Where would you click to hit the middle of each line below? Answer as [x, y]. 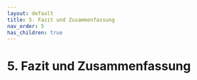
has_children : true [35, 32]
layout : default [30, 13]
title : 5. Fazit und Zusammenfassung [61, 20]
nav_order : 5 [26, 26]
